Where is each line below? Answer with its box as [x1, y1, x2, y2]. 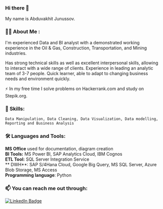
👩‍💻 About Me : [5, 28, 41, 35]
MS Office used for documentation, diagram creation [5, 146, 113, 152]
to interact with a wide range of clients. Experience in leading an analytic [5, 65, 154, 71]
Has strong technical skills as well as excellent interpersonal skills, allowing [5, 60, 159, 66]
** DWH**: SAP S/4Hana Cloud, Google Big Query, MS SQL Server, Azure [5, 162, 157, 168]
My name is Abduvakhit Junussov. [5, 16, 75, 22]
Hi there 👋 [5, 4, 30, 11]
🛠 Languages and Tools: [5, 132, 66, 139]
